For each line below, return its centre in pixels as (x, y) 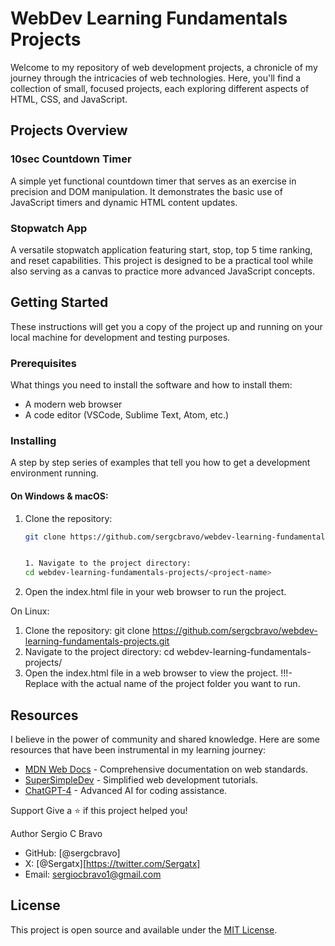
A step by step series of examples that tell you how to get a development (160, 463)
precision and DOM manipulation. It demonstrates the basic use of (146, 191)
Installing (33, 440)
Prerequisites (43, 363)
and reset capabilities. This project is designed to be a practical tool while (162, 260)
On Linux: (30, 611)
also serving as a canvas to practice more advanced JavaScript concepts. (162, 271)
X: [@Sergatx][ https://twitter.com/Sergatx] (112, 863)
